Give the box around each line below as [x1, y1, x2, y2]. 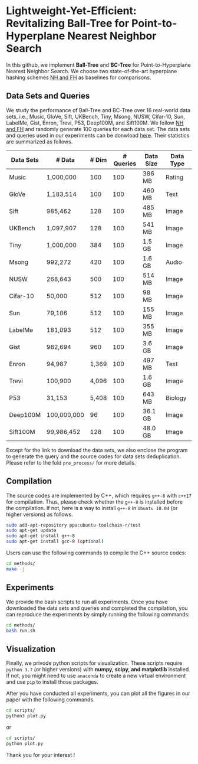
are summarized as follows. [6, 138, 73, 145]
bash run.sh [6, 628, 35, 634]
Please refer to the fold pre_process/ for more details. [6, 459, 136, 466]
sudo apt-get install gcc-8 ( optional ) [6, 538, 104, 544]
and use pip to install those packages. [6, 678, 98, 685]
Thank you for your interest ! [6, 751, 75, 758]
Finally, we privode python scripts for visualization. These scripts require [6, 659, 183, 667]
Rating [166, 173, 184, 181]
